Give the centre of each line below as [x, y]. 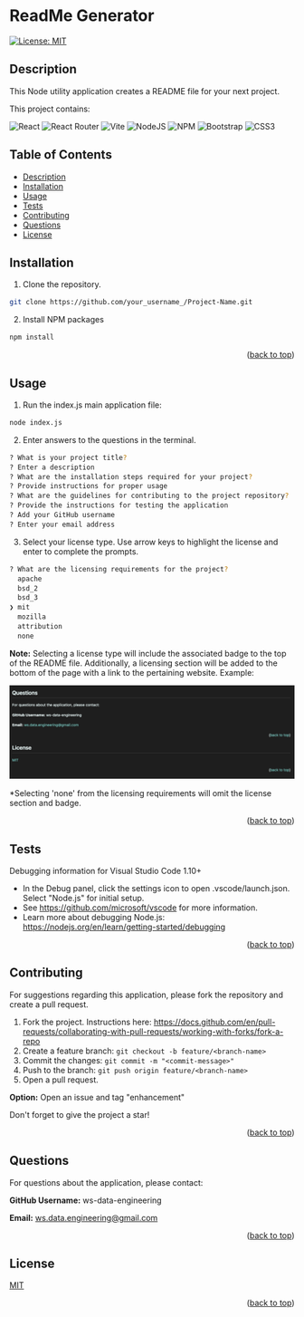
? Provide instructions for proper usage [89, 486]
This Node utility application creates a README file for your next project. [145, 91]
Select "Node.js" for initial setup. [83, 898]
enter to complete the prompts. [80, 551]
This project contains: [50, 109]
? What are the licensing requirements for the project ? [119, 569]
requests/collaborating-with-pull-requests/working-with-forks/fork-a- [153, 1031]
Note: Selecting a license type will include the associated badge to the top [148, 653]
